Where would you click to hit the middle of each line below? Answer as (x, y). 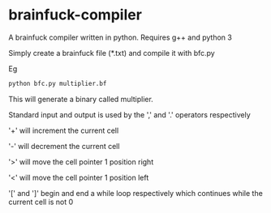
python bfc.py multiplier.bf (58, 83)
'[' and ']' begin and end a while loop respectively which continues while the (136, 193)
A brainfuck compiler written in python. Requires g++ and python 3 (120, 37)
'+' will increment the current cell (64, 130)
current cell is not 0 (41, 202)
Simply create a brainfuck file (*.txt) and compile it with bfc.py (112, 53)
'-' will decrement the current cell (64, 146)
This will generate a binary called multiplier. (81, 99)
